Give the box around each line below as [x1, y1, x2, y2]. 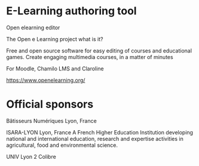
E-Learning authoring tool [6, 4, 137, 18]
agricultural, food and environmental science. [6, 142, 118, 149]
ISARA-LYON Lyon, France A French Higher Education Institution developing [6, 128, 193, 136]
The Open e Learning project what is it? [6, 35, 103, 42]
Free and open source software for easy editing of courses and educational [6, 47, 192, 54]
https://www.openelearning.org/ [6, 76, 85, 84]
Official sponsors [6, 97, 94, 111]
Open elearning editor [6, 24, 60, 31]
